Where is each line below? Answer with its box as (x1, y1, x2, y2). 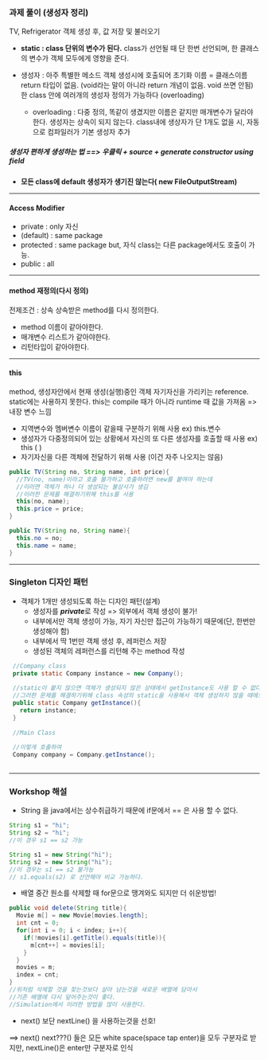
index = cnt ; (16, 971, 60, 979)
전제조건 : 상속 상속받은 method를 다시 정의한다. (9, 305, 159, 315)
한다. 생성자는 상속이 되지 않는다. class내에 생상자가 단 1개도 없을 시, (32, 117, 245, 127)
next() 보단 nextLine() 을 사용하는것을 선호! (20, 1015, 156, 1025)
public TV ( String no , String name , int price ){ (9, 467, 170, 475)
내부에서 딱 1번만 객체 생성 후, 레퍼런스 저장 (32, 636, 167, 646)
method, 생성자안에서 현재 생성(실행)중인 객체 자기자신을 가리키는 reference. (9, 386, 249, 396)
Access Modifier (9, 203, 65, 213)
